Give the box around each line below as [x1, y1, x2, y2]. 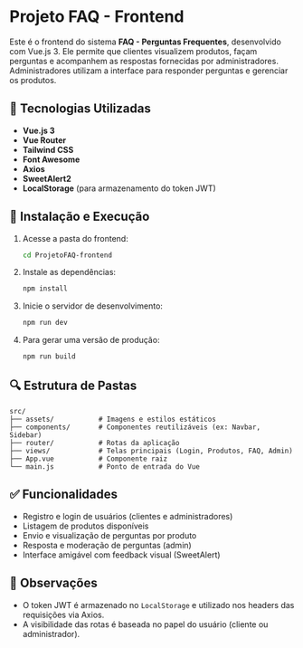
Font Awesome [22, 154, 80, 165]
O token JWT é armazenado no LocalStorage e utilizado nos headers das [22, 599, 295, 610]
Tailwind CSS [22, 144, 74, 155]
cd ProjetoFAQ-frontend [22, 251, 113, 260]
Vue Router [22, 134, 66, 146]
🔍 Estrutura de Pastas [9, 378, 137, 394]
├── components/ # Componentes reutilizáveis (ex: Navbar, [9, 423, 260, 432]
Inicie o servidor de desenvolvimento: [22, 300, 163, 311]
